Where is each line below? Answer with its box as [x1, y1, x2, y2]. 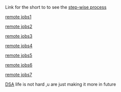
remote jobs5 [5, 52, 32, 58]
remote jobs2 [5, 23, 32, 29]
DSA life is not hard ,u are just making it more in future [5, 82, 116, 87]
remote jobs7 [5, 72, 32, 78]
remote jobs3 [5, 33, 32, 39]
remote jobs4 [5, 43, 33, 49]
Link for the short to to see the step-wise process [5, 4, 107, 10]
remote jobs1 [5, 14, 31, 19]
